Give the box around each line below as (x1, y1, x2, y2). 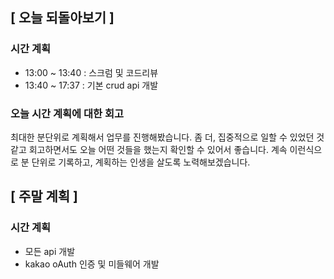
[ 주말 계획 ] (10, 188, 79, 205)
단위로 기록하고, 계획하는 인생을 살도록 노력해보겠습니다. (31, 156, 251, 168)
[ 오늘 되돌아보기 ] (10, 9, 115, 27)
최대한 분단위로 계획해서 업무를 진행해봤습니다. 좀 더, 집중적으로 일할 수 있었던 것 (10, 131, 325, 143)
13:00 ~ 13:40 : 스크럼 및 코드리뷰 (24, 66, 159, 78)
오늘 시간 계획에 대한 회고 (10, 106, 125, 120)
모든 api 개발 (24, 245, 76, 257)
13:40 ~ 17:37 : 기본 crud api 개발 (24, 79, 159, 91)
